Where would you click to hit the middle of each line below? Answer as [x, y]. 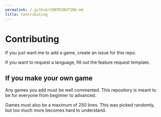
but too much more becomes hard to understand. [56, 111]
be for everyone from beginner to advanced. [51, 96]
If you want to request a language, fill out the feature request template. [78, 62]
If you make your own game [49, 78]
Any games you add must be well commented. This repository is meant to [81, 90]
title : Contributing [27, 14]
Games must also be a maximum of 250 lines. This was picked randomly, [80, 105]
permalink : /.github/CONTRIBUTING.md [44, 10]
